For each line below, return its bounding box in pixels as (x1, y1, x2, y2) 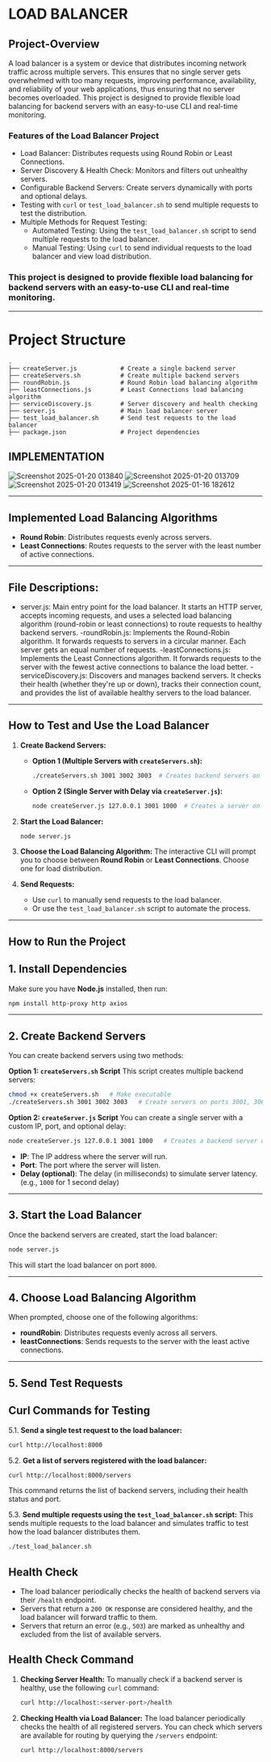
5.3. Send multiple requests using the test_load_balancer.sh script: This (8, 1510, 254, 1520)
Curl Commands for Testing (8, 1404, 151, 1418)
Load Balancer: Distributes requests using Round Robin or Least (19, 149, 233, 158)
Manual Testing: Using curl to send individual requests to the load (31, 243, 252, 253)
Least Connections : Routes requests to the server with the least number (19, 541, 261, 550)
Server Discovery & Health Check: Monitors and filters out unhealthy (19, 166, 248, 175)
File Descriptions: (8, 580, 99, 594)
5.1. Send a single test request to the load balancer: (8, 1425, 183, 1435)
